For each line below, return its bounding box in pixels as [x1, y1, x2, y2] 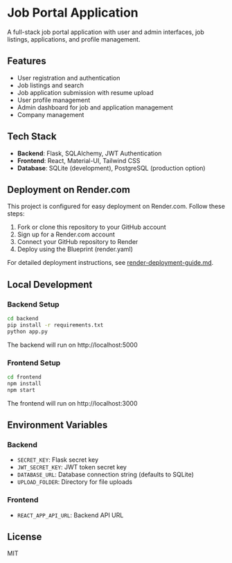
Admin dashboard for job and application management [17, 103, 173, 112]
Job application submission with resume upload [17, 88, 154, 96]
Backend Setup [7, 300, 60, 309]
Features [7, 55, 46, 67]
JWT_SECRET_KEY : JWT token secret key [17, 463, 127, 471]
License [7, 530, 42, 542]
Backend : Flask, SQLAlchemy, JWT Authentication [17, 149, 162, 157]
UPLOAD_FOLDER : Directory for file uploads [17, 478, 133, 486]
